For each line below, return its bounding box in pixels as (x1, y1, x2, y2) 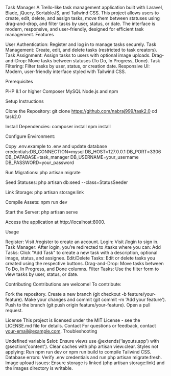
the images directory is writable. (5, 365, 73, 371)
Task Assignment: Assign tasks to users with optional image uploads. (5, 52, 151, 58)
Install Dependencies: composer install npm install (5, 124, 111, 129)
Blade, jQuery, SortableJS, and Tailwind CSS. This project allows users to (5, 10, 159, 16)
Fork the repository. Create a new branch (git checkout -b (5, 291, 127, 297)
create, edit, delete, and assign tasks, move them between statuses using (5, 15, 160, 21)
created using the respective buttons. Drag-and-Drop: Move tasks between (5, 261, 164, 266)
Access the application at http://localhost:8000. (5, 219, 106, 225)
